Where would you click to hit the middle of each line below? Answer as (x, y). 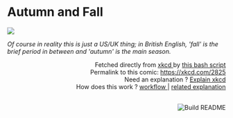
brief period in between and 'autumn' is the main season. (89, 51)
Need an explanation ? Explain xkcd (175, 79)
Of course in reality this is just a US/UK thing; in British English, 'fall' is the (113, 44)
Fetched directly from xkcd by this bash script (160, 65)
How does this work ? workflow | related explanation (151, 86)
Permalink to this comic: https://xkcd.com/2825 (158, 72)
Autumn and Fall (55, 12)
